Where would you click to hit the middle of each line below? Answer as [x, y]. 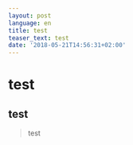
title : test [28, 30]
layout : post [30, 16]
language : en [30, 23]
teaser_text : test [39, 38]
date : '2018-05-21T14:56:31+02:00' [67, 45]
